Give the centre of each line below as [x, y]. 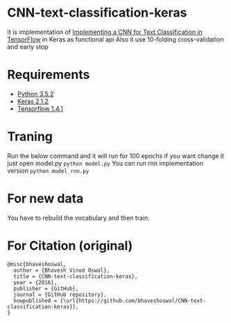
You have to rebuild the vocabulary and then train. [79, 218]
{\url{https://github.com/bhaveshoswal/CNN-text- [133, 300]
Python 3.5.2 [35, 94]
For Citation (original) [70, 246]
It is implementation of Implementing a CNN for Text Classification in [105, 32]
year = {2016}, [35, 282]
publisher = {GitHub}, [46, 288]
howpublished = [35, 300]
